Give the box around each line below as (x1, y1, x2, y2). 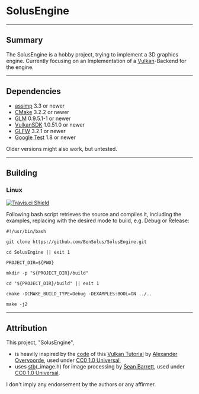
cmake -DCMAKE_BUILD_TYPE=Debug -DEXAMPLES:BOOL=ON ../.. (6, 291, 152, 297)
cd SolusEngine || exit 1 (6, 250, 70, 256)
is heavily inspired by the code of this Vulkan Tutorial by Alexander (14, 351, 178, 358)
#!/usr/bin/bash (6, 229, 46, 235)
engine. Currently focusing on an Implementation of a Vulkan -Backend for (6, 57, 187, 64)
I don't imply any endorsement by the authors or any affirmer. (6, 381, 156, 388)
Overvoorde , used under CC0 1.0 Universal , (14, 357, 121, 364)
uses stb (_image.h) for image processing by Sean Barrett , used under (14, 363, 185, 370)
